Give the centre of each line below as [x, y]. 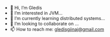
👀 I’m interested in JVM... [36, 13]
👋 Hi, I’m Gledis [26, 8]
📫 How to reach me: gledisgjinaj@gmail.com [57, 29]
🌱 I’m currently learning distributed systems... [58, 18]
